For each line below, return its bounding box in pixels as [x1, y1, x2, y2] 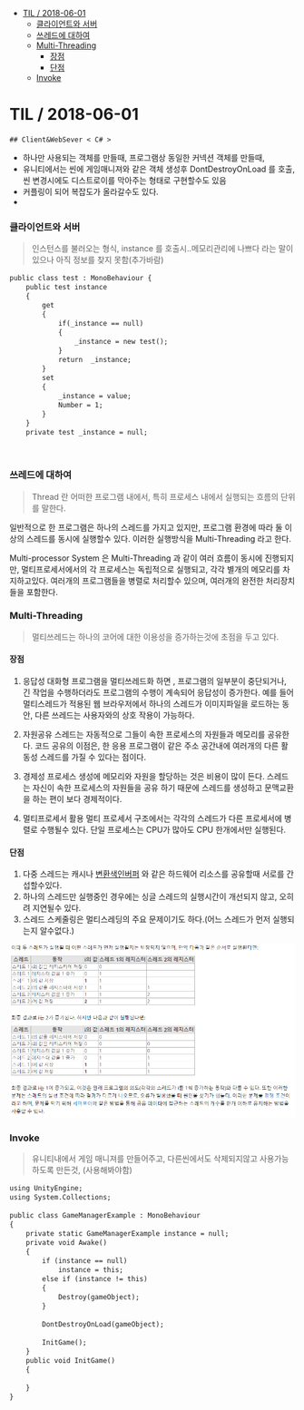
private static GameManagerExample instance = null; [25, 1229, 230, 1238]
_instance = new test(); [74, 338, 169, 347]
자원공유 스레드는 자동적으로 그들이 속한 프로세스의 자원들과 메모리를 [22, 729, 266, 740]
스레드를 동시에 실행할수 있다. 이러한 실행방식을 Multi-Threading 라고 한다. [25, 533, 292, 543]
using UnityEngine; [9, 1183, 83, 1192]
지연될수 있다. [32, 903, 82, 914]
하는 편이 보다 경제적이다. [32, 794, 123, 805]
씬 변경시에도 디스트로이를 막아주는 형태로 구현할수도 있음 [22, 174, 227, 185]
